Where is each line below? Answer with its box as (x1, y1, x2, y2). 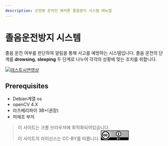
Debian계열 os (12, 96, 42, 102)
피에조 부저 (12, 114, 35, 120)
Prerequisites (5, 81, 49, 90)
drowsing (14, 56, 35, 62)
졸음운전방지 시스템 (5, 32, 81, 43)
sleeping (37, 56, 56, 62)
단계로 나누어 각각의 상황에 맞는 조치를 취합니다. (62, 56, 157, 62)
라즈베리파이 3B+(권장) (12, 108, 59, 114)
